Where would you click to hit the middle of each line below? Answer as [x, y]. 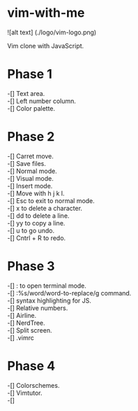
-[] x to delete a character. [45, 208]
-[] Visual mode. [30, 178]
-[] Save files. [27, 163]
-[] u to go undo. [31, 230]
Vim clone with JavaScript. [46, 46]
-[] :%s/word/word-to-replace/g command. [69, 293]
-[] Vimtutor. [25, 393]
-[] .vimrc [21, 337]
